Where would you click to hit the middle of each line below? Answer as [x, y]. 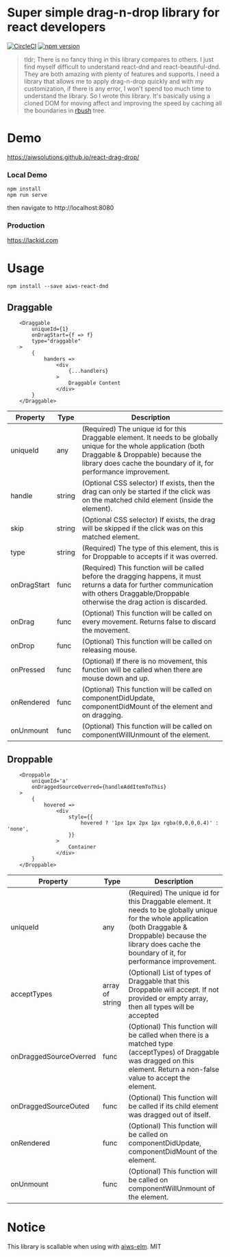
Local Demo [27, 175]
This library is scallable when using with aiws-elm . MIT [85, 1246]
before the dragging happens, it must [142, 576]
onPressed [28, 670]
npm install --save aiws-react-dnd [58, 286]
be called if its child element [174, 1106]
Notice [26, 1228]
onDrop [23, 646]
